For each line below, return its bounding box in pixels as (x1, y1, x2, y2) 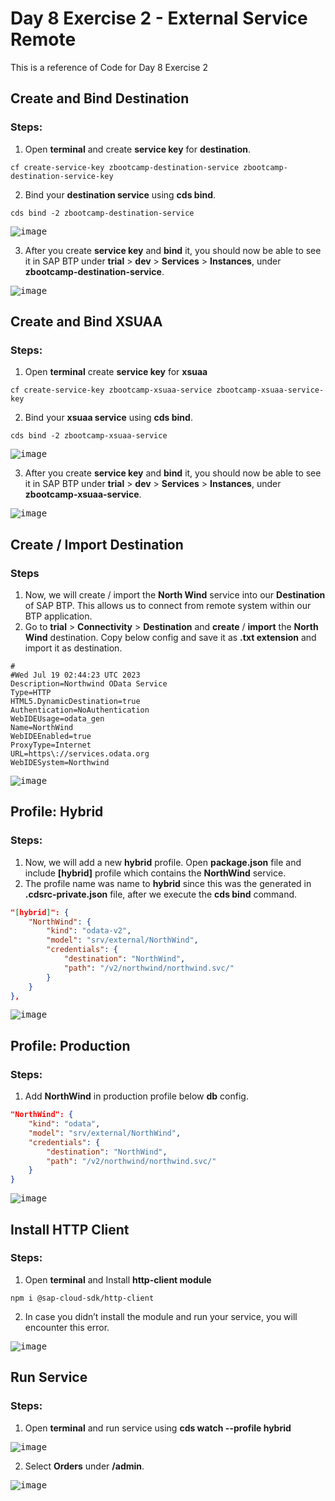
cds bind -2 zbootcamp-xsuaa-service (10, 431, 168, 441)
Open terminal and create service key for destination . (24, 143, 251, 155)
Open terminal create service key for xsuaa (24, 366, 208, 378)
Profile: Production (10, 1037, 131, 1054)
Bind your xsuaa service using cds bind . (24, 412, 193, 424)
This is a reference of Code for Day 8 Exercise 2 (10, 61, 208, 73)
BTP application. (24, 610, 93, 622)
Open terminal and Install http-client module (24, 1273, 212, 1286)
